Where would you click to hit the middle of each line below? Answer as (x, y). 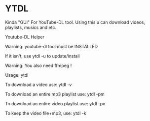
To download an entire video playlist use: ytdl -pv (55, 103)
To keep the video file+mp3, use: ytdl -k (46, 113)
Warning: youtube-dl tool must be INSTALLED (51, 46)
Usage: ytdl (17, 75)
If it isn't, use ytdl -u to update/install (42, 56)
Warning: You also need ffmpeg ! (38, 65)
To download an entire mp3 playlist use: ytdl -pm (55, 94)
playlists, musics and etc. (31, 27)
